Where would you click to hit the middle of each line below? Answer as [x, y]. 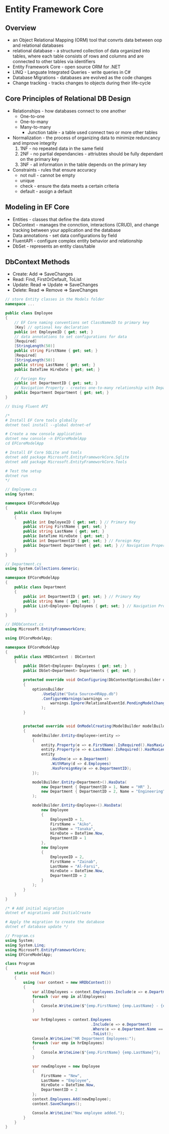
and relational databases [38, 45]
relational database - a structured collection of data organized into [81, 51]
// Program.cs [20, 936]
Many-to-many [35, 127]
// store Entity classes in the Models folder [55, 299]
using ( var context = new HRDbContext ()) [67, 982]
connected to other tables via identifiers [54, 61]
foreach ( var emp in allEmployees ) [69, 997]
